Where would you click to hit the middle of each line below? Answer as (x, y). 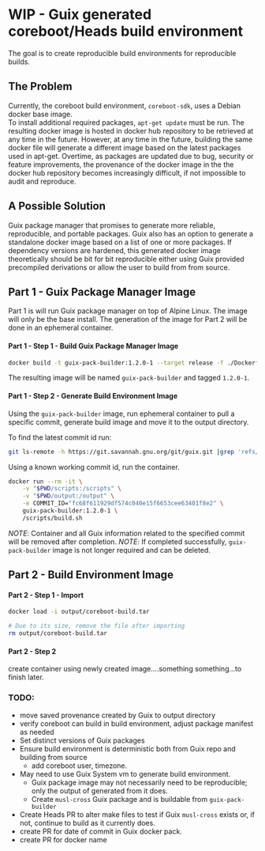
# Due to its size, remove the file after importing (97, 626)
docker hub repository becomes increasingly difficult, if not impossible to (127, 172)
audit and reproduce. (42, 181)
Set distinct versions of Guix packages (82, 740)
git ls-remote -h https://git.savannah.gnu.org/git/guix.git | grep (121, 452)
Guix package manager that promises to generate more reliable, (112, 225)
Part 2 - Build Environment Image (91, 575)
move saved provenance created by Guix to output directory (118, 715)
